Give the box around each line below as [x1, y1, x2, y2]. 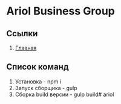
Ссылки [6, 28, 38, 39]
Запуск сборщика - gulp [15, 84, 77, 91]
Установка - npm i [15, 77, 62, 85]
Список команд [6, 62, 69, 72]
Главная [15, 44, 37, 51]
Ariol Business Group [6, 4, 115, 18]
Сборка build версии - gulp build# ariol [15, 91, 114, 98]
